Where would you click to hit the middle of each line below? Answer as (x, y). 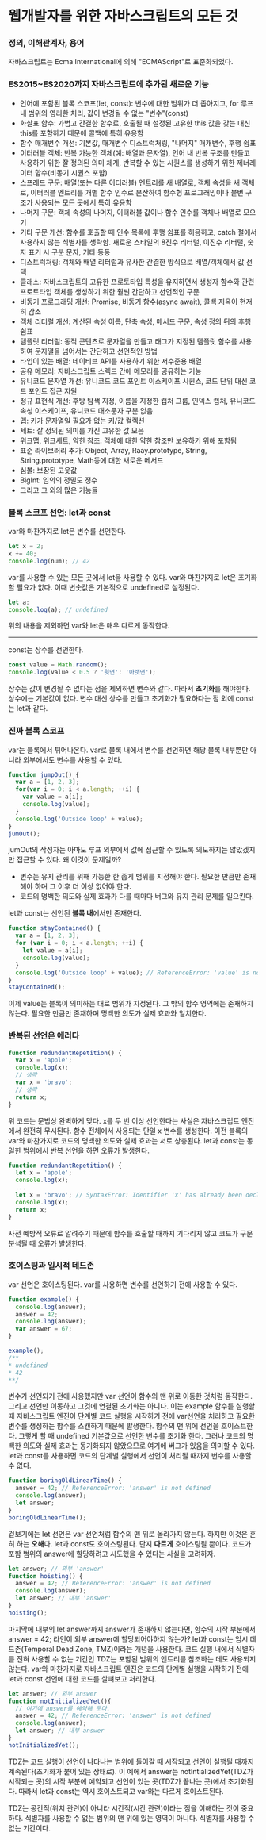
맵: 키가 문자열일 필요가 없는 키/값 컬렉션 (82, 421)
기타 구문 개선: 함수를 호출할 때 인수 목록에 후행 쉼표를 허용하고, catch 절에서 (138, 232)
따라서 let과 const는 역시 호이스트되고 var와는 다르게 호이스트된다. (121, 1791)
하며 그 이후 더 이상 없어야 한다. (83, 886)
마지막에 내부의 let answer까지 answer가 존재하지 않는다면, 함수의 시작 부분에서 (132, 1629)
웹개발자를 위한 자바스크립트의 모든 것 (123, 16)
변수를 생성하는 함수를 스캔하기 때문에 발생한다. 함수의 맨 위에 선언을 (114, 1426)
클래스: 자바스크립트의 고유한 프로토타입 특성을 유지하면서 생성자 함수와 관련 (137, 282)
